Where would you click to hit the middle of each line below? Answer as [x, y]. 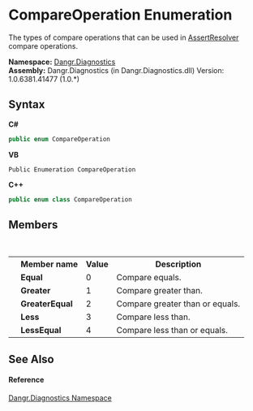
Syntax [27, 104]
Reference [26, 380]
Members [33, 225]
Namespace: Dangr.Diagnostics [62, 62]
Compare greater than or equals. [178, 304]
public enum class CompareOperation [70, 199]
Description [178, 264]
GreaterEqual [47, 304]
